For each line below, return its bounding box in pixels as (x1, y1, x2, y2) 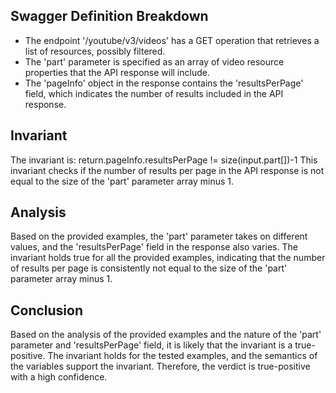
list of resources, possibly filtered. (24, 45, 166, 57)
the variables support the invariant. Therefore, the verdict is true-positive (10, 360, 311, 373)
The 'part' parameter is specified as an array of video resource (24, 55, 285, 68)
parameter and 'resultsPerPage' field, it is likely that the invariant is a (10, 339, 293, 351)
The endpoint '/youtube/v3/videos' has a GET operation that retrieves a (24, 34, 320, 46)
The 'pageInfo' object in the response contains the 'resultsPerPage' (24, 77, 304, 89)
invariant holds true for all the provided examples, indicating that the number (10, 252, 326, 264)
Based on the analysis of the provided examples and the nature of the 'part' (10, 329, 322, 341)
